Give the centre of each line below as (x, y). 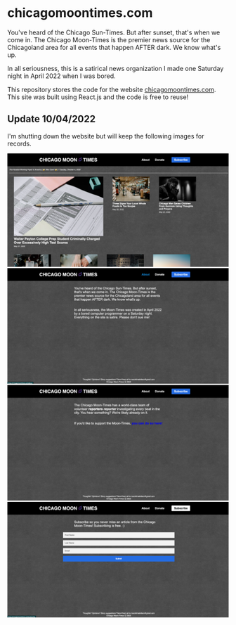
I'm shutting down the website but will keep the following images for (106, 136)
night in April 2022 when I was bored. (61, 76)
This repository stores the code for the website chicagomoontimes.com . (112, 89)
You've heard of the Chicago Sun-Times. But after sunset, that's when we (114, 32)
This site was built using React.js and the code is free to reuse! (98, 97)
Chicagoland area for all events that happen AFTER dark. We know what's (114, 47)
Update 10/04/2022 (52, 119)
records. (19, 143)
